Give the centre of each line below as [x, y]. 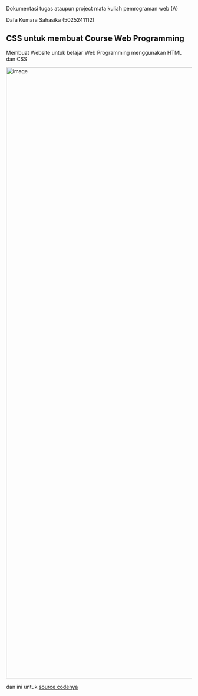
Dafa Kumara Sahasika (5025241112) [50, 20]
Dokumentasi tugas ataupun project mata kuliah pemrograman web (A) [92, 9]
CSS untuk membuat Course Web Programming [95, 39]
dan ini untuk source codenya [42, 687]
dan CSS [17, 59]
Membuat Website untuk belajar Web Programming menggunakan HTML [94, 52]
